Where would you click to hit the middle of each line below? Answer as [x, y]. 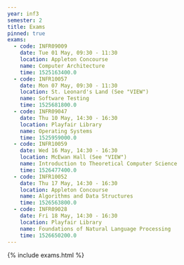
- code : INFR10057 [41, 79]
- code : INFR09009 [41, 46]
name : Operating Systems [56, 131]
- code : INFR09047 [41, 111]
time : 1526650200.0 [48, 236]
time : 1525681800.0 [48, 105]
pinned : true [26, 33]
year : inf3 [23, 14]
